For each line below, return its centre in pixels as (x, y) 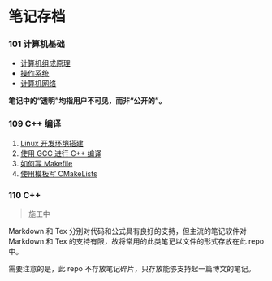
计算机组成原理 (45, 63)
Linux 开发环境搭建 (52, 143)
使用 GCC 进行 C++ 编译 (61, 153)
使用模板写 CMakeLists (58, 173)
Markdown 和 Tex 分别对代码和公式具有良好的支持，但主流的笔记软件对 (128, 231)
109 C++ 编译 (35, 124)
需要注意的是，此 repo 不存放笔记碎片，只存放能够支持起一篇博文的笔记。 (132, 269)
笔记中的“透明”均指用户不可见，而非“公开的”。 (87, 101)
